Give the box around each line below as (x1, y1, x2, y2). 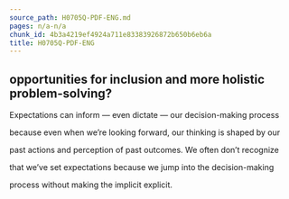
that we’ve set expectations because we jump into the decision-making (9, 162, 275, 173)
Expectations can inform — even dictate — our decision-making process (9, 110, 280, 121)
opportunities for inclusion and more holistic (9, 71, 265, 86)
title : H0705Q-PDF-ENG (9, 38, 95, 48)
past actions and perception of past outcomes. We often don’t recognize (9, 145, 280, 156)
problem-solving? (9, 86, 113, 101)
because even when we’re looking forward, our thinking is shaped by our (9, 127, 281, 138)
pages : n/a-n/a (9, 22, 67, 31)
